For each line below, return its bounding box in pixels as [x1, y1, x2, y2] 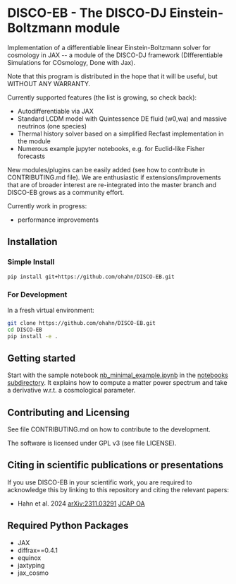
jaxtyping [17, 561, 45, 569]
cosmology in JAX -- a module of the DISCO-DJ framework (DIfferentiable [7, 51, 223, 59]
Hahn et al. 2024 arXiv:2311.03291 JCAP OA [17, 499, 146, 508]
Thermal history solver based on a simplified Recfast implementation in [17, 129, 224, 138]
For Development [7, 290, 68, 299]
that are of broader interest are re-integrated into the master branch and [7, 180, 217, 189]
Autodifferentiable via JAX [17, 107, 94, 115]
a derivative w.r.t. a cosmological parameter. [7, 386, 136, 395]
